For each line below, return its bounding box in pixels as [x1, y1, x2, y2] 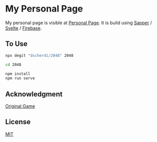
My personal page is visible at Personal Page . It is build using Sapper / [5, 20, 152, 26]
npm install [5, 71, 30, 76]
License [5, 118, 31, 126]
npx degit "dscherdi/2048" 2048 [5, 53, 73, 58]
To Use [5, 40, 28, 48]
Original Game [5, 103, 35, 109]
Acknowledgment [5, 90, 63, 98]
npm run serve [5, 76, 35, 81]
